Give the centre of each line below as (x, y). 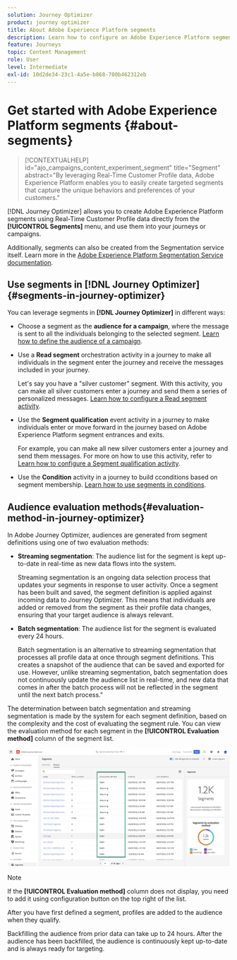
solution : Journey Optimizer (50, 15)
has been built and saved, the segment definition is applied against (115, 593)
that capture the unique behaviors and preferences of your (110, 190)
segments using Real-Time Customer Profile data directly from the (103, 218)
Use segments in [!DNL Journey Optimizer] (103, 284)
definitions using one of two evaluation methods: (78, 543)
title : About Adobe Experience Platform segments (82, 30)
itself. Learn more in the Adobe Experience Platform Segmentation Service (115, 255)
